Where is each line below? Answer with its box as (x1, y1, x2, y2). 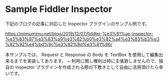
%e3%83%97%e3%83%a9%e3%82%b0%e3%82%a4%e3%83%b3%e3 (5, 36, 159, 42)
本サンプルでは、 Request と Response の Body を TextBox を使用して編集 (5, 51, 159, 57)
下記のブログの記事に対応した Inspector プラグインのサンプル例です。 (5, 20, 150, 26)
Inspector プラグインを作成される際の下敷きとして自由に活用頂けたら (15, 64, 159, 70)
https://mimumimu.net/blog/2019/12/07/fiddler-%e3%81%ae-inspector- (5, 30, 154, 36)
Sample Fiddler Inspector (5, 3, 112, 15)
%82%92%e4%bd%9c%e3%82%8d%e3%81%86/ (5, 41, 113, 47)
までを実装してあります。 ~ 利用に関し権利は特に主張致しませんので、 (14, 57, 159, 63)
